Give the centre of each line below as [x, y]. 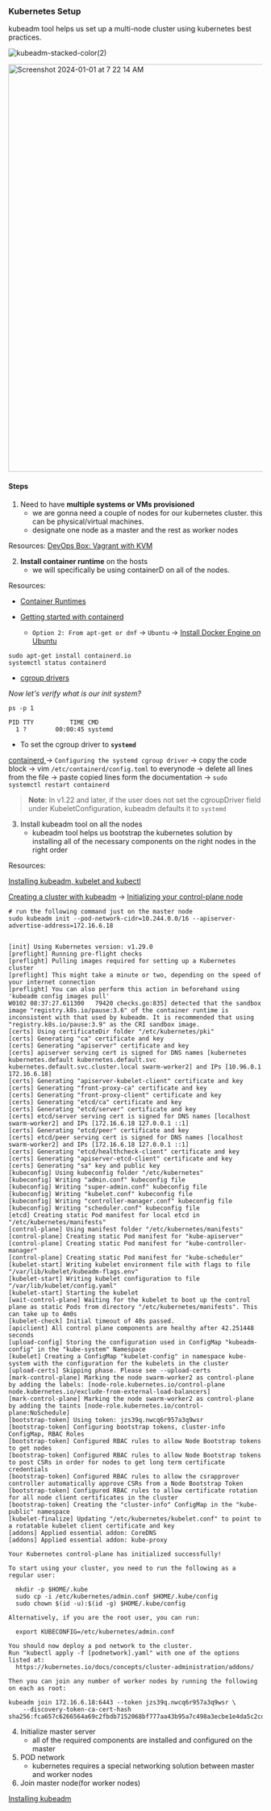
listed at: [27, 1660]
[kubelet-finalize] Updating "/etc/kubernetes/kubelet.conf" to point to [135, 1519]
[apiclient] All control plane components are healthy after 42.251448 [131, 1328]
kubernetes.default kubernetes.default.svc [83, 1060]
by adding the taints [45, 1406]
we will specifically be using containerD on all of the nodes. [131, 570]
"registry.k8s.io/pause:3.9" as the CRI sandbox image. [104, 1024]
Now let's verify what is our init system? [75, 693]
